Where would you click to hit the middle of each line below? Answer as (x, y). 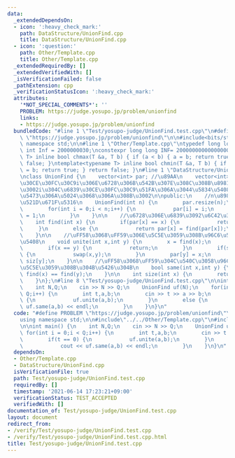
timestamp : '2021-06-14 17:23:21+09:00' (73, 391)
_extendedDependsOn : (43, 20)
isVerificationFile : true (51, 372)
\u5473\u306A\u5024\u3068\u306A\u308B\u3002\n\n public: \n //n (117, 196)
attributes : (31, 99)
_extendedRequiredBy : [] (50, 66)
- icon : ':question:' (45, 46)
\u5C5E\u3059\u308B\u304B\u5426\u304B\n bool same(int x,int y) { (123, 268)
